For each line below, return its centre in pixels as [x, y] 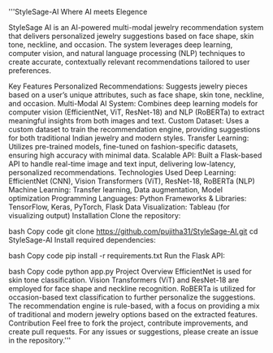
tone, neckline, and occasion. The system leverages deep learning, [121, 45]
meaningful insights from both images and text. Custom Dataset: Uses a [129, 121]
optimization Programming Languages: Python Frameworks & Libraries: [128, 198]
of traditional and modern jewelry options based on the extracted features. [133, 314]
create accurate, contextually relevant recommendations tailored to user [129, 62]
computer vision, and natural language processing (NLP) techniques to [127, 53]
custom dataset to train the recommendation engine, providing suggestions [134, 129]
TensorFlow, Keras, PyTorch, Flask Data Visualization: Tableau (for [119, 207]
